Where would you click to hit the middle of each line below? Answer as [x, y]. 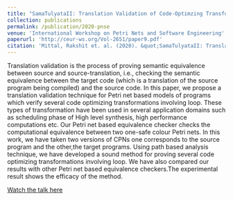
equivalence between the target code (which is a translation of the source [113, 80]
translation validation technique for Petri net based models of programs [109, 95]
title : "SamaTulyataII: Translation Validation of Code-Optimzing [105, 14]
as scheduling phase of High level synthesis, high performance [97, 117]
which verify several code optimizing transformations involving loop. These [114, 102]
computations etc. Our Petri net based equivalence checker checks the [109, 125]
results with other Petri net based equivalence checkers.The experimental [113, 169]
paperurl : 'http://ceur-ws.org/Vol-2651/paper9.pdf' [85, 40]
